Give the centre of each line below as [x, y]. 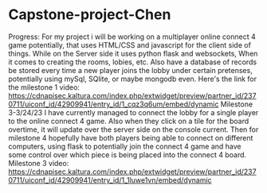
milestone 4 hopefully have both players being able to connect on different [131, 137]
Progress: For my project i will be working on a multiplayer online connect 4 [132, 37]
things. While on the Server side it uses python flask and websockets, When [133, 53]
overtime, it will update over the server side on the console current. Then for [133, 129]
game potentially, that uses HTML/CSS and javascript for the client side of [130, 44]
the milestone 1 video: [44, 87]
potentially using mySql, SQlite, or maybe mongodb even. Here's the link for [133, 79]
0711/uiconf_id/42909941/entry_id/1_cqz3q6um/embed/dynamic [114, 104]
